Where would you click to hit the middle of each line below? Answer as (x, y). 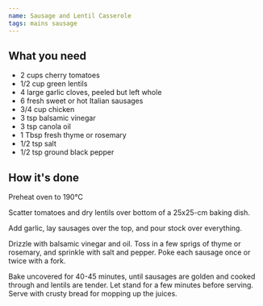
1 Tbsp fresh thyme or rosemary (73, 135)
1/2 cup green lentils (54, 84)
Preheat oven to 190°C (46, 197)
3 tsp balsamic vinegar (58, 118)
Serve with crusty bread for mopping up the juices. (93, 294)
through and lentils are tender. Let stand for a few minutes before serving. (131, 285)
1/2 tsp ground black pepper (67, 152)
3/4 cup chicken (47, 110)
